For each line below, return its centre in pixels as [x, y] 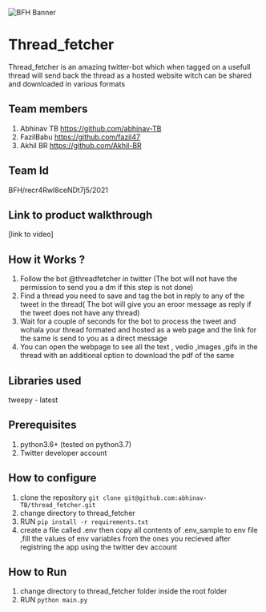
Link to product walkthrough [81, 215]
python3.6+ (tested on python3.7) [76, 444]
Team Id [29, 171]
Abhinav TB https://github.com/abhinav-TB [91, 128]
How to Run [38, 572]
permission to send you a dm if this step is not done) [107, 288]
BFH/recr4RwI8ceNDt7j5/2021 [58, 190]
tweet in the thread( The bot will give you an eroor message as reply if [136, 304]
